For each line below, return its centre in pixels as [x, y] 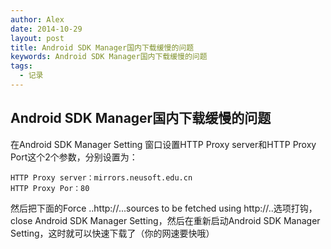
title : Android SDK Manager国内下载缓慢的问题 [102, 47]
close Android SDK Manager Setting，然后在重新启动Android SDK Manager [165, 220]
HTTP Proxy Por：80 [50, 188]
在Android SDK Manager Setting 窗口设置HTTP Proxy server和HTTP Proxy [163, 144]
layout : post [37, 38]
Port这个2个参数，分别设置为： [74, 157]
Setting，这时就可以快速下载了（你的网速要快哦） [112, 233]
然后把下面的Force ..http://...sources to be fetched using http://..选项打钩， [164, 208]
